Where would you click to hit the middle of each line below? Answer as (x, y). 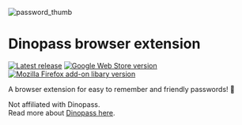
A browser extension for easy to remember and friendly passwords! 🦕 (121, 89)
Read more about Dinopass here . (62, 112)
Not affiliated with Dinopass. (54, 104)
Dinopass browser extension (104, 44)
